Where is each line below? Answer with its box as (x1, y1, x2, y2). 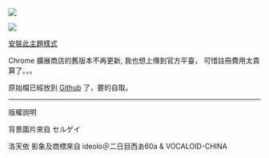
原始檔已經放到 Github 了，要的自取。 (8, 83, 133, 92)
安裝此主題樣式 (8, 38, 58, 48)
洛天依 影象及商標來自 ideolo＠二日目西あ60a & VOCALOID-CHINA (8, 141, 228, 151)
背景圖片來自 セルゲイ (8, 124, 81, 134)
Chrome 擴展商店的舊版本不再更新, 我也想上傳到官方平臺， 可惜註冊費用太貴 (8, 56, 260, 65)
